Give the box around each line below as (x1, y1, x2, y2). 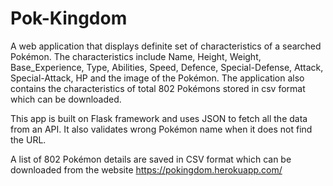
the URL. (10, 133, 47, 146)
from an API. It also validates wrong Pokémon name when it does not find (10, 123, 313, 135)
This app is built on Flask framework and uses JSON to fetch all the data (10, 112, 308, 124)
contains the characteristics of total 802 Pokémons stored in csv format (10, 82, 306, 94)
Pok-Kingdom (10, 7, 128, 30)
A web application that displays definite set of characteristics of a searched (10, 40, 322, 52)
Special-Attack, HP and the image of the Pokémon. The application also (10, 72, 305, 84)
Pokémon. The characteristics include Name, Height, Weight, (10, 50, 262, 62)
